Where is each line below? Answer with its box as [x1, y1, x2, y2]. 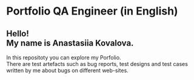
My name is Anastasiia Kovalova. [6, 38, 134, 48]
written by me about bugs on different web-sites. [6, 67, 129, 74]
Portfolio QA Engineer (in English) [6, 4, 178, 18]
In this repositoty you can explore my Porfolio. [6, 54, 121, 61]
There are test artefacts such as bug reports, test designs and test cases [6, 61, 188, 67]
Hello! [6, 28, 29, 39]
